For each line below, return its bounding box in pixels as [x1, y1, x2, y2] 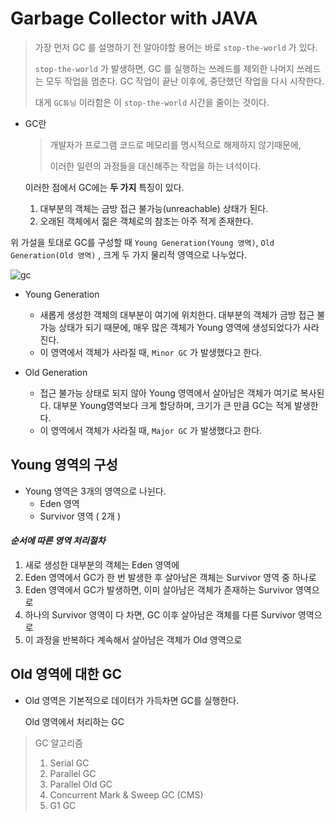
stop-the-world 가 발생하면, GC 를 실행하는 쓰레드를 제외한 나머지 [34, 62, 295, 74]
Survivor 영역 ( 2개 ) [39, 510, 122, 522]
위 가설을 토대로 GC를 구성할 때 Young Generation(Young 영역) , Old [10, 236, 275, 248]
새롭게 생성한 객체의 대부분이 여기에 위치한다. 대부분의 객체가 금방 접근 [39, 308, 315, 321]
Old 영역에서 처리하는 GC [24, 715, 125, 727]
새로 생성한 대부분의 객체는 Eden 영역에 [24, 558, 180, 571]
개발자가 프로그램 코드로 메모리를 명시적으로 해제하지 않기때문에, [49, 138, 302, 151]
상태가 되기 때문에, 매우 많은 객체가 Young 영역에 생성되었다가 [58, 321, 301, 333]
